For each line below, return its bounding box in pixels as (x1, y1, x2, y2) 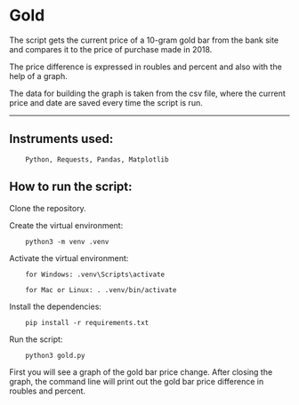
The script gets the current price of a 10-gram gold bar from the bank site (9, 35, 279, 45)
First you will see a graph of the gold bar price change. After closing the (9, 366, 273, 377)
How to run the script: (9, 179, 133, 195)
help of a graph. (9, 70, 69, 81)
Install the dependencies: (9, 301, 102, 312)
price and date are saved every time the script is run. (9, 97, 203, 107)
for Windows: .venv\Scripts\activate (25, 270, 166, 279)
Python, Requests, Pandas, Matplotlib (25, 155, 169, 164)
